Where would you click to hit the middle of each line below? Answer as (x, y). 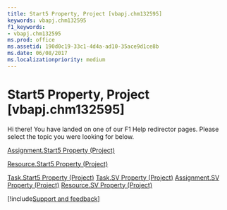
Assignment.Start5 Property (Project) (61, 150)
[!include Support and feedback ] (54, 199)
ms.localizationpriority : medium (56, 60)
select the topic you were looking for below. (71, 136)
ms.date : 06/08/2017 (38, 54)
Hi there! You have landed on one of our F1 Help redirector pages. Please (113, 129)
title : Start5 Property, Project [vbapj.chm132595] (85, 14)
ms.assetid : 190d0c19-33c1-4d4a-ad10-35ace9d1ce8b (83, 47)
